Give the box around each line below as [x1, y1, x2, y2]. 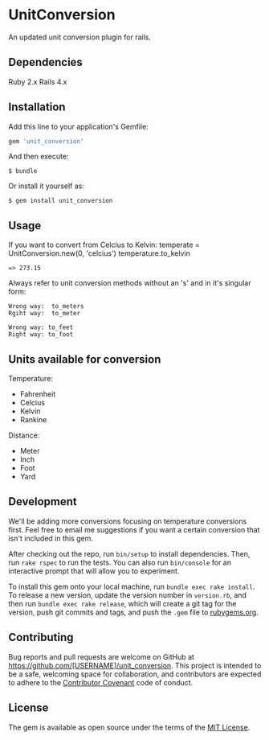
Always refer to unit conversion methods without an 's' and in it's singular [8, 278, 251, 288]
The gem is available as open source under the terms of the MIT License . [8, 722, 251, 732]
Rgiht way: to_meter [8, 310, 81, 318]
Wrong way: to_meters [8, 302, 84, 310]
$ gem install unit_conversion [8, 197, 113, 205]
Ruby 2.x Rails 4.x [8, 76, 67, 86]
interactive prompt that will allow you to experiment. [8, 565, 180, 576]
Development [8, 495, 78, 508]
